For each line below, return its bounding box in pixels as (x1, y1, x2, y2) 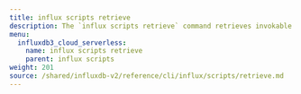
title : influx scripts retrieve (9, 13, 131, 22)
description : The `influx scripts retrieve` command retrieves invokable (9, 21, 293, 30)
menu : (9, 30, 30, 38)
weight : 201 (9, 64, 54, 73)
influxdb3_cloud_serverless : (17, 38, 127, 47)
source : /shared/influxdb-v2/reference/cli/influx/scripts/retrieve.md (9, 72, 284, 81)
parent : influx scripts (25, 55, 115, 64)
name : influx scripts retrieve (25, 47, 143, 56)
